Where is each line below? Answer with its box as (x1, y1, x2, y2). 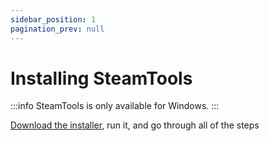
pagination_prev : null (10, 24, 105, 34)
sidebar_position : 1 (10, 14, 97, 25)
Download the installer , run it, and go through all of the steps (10, 119, 260, 131)
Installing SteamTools (10, 67, 193, 90)
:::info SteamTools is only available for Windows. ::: (10, 100, 220, 112)
